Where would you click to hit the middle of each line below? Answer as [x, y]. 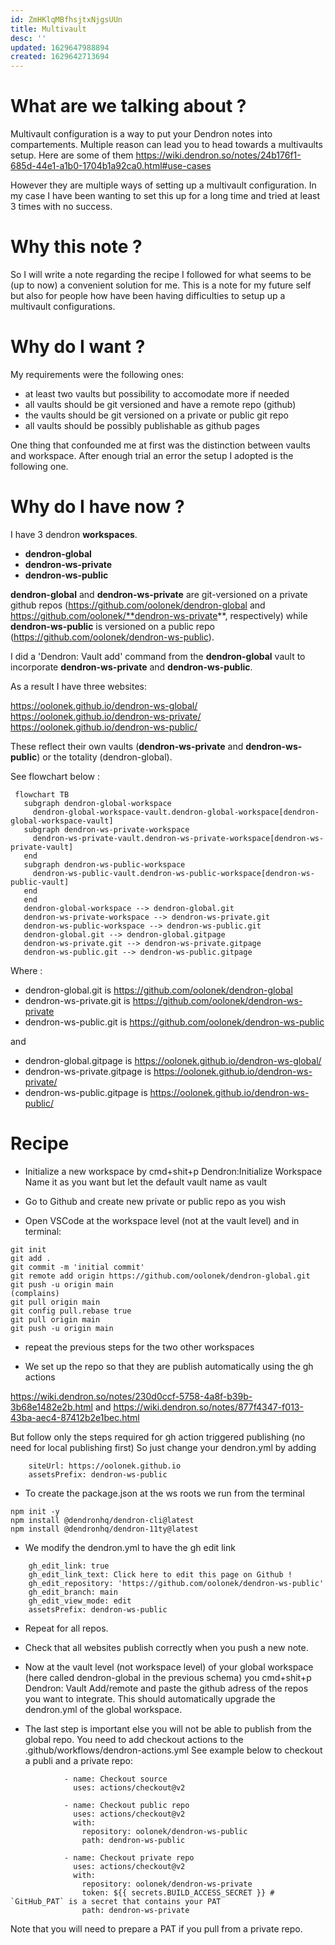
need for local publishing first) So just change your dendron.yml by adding [163, 1447]
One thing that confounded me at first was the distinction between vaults [160, 445]
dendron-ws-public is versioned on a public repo [112, 626]
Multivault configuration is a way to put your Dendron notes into [141, 134]
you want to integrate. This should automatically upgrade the [150, 1698]
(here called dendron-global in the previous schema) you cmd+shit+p [168, 1677]
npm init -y [35, 1511]
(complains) [35, 1293]
